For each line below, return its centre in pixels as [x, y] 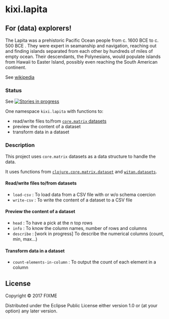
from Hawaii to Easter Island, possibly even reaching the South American [81, 62]
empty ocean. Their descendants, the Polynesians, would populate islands [83, 56]
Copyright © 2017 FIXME [31, 296]
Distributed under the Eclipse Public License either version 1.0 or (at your [81, 306]
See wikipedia [20, 77]
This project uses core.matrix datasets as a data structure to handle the [80, 156]
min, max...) [25, 239]
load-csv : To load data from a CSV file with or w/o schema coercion [84, 194]
